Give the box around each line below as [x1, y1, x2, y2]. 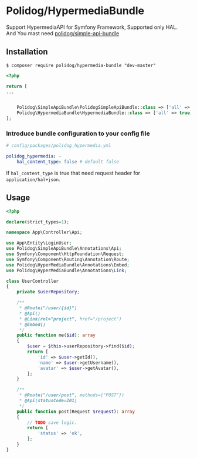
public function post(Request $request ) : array [16, 409, 135, 414]
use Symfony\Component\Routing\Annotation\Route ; [6, 256, 130, 262]
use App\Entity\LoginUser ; [6, 240, 72, 246]
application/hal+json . [6, 175, 60, 183]
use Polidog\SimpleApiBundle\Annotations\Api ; [6, 246, 122, 252]
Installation [6, 47, 48, 57]
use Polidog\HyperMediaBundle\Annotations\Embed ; [6, 262, 130, 268]
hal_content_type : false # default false [16, 159, 119, 165]
